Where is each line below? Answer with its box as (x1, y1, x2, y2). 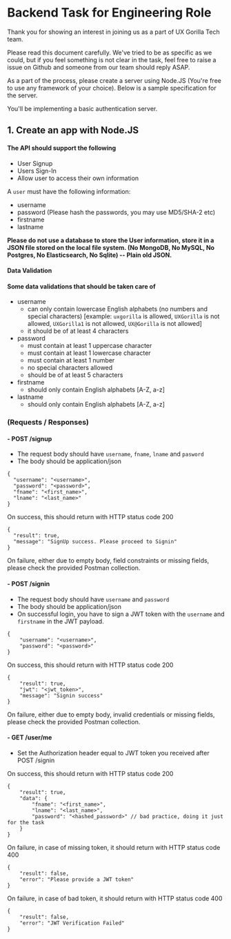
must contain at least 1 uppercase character (27, 342, 152, 350)
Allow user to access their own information (17, 174, 139, 182)
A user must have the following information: (7, 187, 131, 195)
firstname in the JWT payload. (17, 617, 105, 626)
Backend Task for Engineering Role (7, 5, 212, 21)
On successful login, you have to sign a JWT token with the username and (17, 610, 225, 618)
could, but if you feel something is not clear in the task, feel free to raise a (7, 55, 217, 64)
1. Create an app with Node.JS (7, 124, 139, 136)
